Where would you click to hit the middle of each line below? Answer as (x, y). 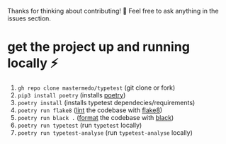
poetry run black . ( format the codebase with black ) (96, 117)
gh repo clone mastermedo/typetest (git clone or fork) (96, 88)
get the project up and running (98, 47)
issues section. (29, 18)
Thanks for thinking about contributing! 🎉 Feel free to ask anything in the (113, 11)
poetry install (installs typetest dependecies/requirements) (106, 102)
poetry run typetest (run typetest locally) (80, 125)
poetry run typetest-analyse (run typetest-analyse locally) (105, 132)
